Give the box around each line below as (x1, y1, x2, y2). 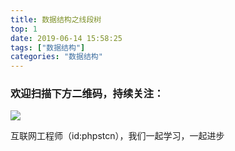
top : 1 (10, 24, 38, 34)
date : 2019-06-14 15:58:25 (10, 33, 123, 43)
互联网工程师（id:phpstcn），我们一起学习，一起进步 (10, 130, 225, 142)
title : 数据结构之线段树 (10, 14, 102, 25)
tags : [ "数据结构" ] (10, 42, 86, 53)
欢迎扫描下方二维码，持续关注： (10, 87, 165, 101)
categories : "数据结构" (10, 52, 103, 62)
